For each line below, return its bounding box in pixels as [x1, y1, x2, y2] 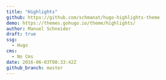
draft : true [6, 31, 36, 37]
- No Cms [11, 54, 34, 60]
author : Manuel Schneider [6, 25, 71, 32]
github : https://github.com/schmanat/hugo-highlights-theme [6, 14, 161, 20]
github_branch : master [6, 64, 63, 71]
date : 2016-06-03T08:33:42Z [6, 59, 77, 65]
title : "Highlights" [6, 8, 58, 15]
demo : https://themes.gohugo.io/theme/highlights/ [6, 20, 136, 26]
